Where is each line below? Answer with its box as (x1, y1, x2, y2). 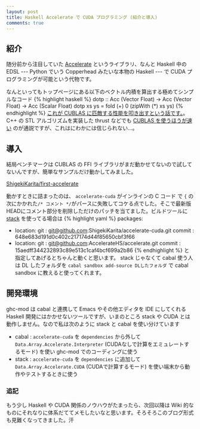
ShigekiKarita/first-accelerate (6, 180, 79, 187)
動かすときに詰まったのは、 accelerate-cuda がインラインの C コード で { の (6, 193, 194, 199)
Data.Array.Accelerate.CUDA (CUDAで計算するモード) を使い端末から (14, 363, 185, 370)
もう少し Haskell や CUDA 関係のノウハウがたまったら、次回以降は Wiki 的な (6, 401, 194, 409)
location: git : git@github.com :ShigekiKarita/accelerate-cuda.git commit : (14, 227, 195, 234)
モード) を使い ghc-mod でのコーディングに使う (20, 348, 139, 355)
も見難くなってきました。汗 (6, 416, 74, 424)
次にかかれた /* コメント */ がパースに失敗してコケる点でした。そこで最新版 (6, 200, 192, 207)
